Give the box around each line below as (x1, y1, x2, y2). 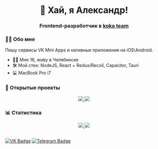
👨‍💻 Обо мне (5, 36, 35, 43)
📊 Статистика (5, 109, 41, 116)
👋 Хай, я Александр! (39, 4, 128, 16)
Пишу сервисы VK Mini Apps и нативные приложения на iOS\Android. (5, 47, 153, 53)
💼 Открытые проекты (5, 84, 60, 91)
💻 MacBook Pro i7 (12, 70, 51, 76)
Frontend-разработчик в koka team (39, 22, 129, 29)
